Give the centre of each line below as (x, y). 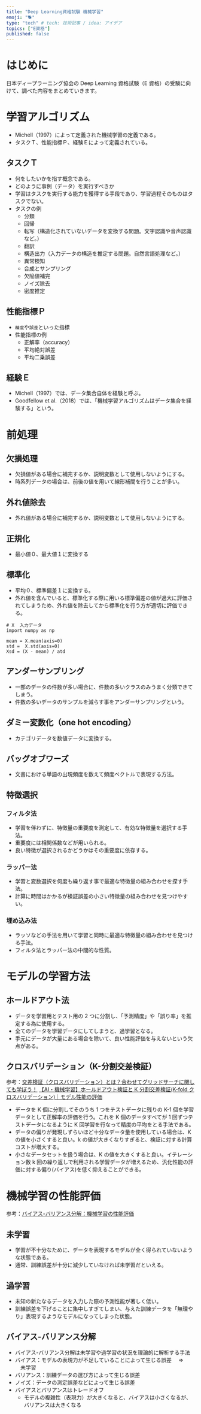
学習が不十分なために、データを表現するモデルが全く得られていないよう (104, 1250)
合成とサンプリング (48, 268)
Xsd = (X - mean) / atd (36, 651)
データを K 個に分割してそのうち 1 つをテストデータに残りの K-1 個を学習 (104, 1110)
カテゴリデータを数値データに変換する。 (65, 738)
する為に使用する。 (44, 1023)
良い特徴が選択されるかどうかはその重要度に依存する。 (83, 850)
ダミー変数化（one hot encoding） (71, 723)
